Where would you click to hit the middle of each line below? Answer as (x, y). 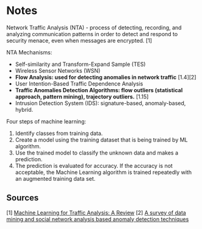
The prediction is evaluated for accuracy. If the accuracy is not (94, 165)
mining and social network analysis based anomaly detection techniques (98, 219)
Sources (23, 198)
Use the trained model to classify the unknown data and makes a (97, 153)
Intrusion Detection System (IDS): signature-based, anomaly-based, (100, 103)
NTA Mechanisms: (29, 52)
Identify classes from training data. (59, 133)
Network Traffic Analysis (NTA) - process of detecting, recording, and (94, 27)
